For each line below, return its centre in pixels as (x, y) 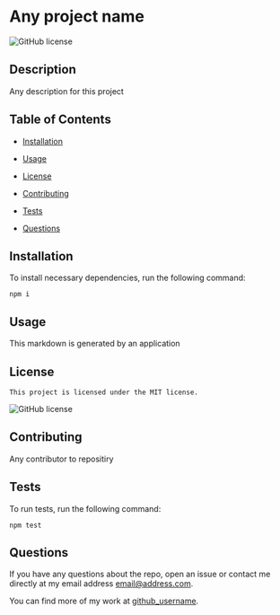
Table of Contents (61, 120)
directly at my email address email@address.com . (101, 584)
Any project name (77, 17)
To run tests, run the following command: (85, 508)
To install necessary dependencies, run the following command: (127, 278)
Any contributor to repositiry (61, 459)
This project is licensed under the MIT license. (104, 392)
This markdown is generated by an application (95, 344)
